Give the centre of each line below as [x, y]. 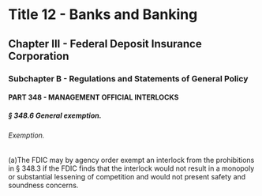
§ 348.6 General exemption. [55, 115]
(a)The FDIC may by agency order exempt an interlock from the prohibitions [131, 160]
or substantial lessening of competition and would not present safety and [127, 176]
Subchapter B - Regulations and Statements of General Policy [128, 78]
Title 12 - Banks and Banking [103, 15]
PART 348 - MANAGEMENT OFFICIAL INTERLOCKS [94, 97]
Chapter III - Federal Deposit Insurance [105, 44]
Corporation [39, 56]
